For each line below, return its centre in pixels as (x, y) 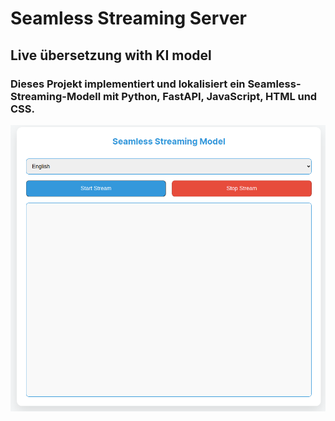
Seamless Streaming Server (128, 18)
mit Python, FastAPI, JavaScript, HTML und (210, 96)
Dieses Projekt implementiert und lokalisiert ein (128, 84)
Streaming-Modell (56, 96)
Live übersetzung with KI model (111, 55)
